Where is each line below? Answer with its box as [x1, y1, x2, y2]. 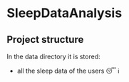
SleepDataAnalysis [6, 5, 123, 21]
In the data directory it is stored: [6, 52, 100, 61]
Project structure [6, 34, 84, 46]
